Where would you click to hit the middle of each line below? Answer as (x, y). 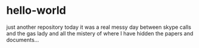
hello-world (36, 10)
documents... (23, 40)
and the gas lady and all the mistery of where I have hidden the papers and (100, 33)
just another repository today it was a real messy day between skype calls (99, 27)
